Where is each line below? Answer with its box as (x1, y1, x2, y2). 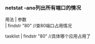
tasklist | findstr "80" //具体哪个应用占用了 (5, 33, 91, 39)
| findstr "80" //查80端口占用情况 (5, 23, 72, 29)
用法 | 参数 (5, 16, 27, 23)
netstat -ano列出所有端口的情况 (5, 4, 81, 11)
